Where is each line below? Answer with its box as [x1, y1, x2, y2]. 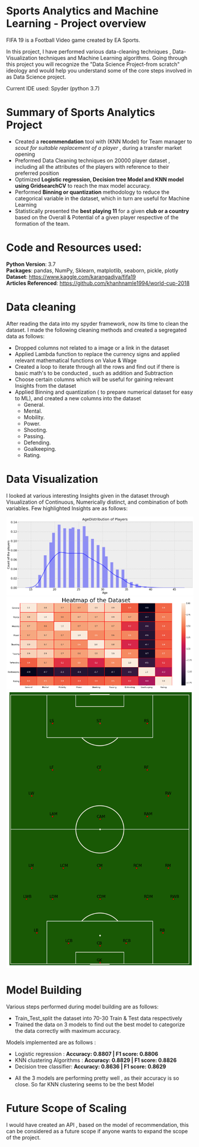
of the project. [6, 1134, 41, 1141]
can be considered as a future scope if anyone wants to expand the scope [6, 1127, 188, 1135]
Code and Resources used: [6, 241, 142, 254]
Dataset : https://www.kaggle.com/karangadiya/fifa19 [6, 273, 137, 280]
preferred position [14, 169, 59, 177]
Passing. [23, 432, 45, 439]
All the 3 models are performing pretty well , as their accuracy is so [14, 1074, 179, 1082]
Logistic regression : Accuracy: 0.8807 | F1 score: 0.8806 [14, 1050, 159, 1057]
